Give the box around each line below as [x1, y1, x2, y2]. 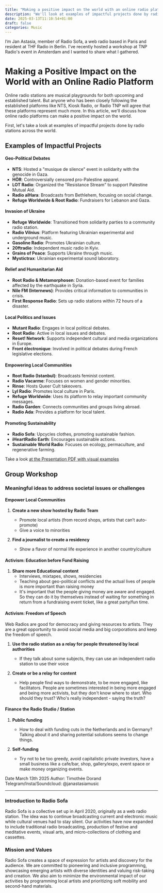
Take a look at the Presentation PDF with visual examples [5, 456, 119, 462]
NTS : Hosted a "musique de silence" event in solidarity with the [12, 166, 139, 172]
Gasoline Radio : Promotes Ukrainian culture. [12, 239, 101, 246]
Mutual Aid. [12, 187, 35, 193]
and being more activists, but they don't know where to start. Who [19, 690, 152, 696]
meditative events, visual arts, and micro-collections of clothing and [5, 829, 141, 835]
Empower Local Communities [5, 497, 65, 503]
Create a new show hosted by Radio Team [12, 508, 98, 513]
